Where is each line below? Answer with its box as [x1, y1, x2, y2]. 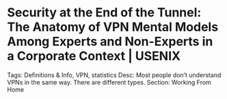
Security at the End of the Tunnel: [7, 5, 202, 20]
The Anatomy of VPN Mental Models [7, 19, 219, 35]
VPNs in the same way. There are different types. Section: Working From [7, 78, 212, 86]
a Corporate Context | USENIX [7, 48, 181, 64]
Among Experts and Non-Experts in [7, 34, 213, 49]
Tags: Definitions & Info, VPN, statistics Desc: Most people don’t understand [7, 70, 222, 79]
